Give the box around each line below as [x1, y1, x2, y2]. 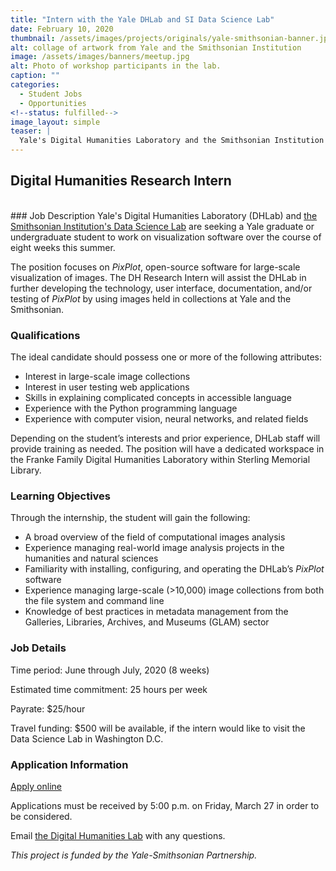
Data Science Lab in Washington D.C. [10, 732, 164, 745]
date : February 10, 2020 [10, 24, 114, 34]
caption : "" [10, 71, 60, 81]
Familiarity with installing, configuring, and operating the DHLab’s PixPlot [24, 563, 325, 575]
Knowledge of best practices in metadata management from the [24, 606, 289, 618]
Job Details [10, 641, 67, 655]
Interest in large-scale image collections [24, 371, 191, 383]
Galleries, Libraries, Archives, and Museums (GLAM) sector [24, 616, 270, 628]
